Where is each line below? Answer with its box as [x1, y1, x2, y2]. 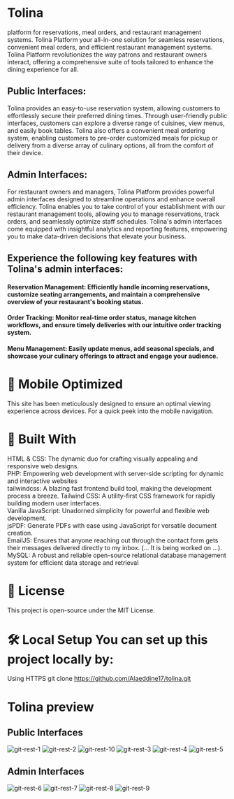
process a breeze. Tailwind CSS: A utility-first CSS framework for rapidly [7, 491, 216, 500]
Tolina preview [7, 699, 94, 714]
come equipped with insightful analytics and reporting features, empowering [7, 224, 228, 233]
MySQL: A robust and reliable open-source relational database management [7, 551, 227, 559]
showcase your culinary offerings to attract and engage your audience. [7, 352, 219, 360]
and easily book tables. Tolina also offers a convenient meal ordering [7, 126, 205, 134]
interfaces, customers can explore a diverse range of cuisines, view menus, [7, 119, 225, 127]
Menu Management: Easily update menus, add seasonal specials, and [7, 344, 214, 352]
